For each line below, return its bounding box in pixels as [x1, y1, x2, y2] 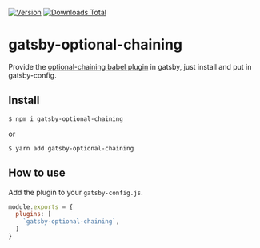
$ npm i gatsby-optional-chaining [8, 114, 124, 123]
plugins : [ [15, 210, 52, 218]
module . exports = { [8, 202, 74, 211]
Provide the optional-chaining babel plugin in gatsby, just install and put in [8, 62, 252, 71]
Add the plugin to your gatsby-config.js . [8, 187, 143, 197]
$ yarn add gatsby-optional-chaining [8, 144, 134, 152]
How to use [8, 166, 66, 180]
